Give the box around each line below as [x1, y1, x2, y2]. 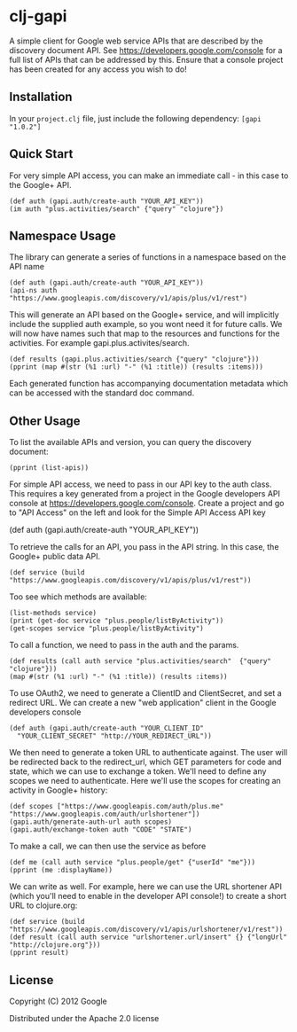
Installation [9, 90, 73, 105]
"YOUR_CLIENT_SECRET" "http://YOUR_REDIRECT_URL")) [17, 731, 213, 741]
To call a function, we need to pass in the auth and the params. [9, 640, 239, 651]
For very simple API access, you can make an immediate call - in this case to [9, 170, 289, 181]
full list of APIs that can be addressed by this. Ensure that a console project [9, 54, 284, 65]
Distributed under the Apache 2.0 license [9, 1013, 160, 1023]
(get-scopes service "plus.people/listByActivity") [9, 624, 204, 633]
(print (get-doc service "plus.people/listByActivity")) [9, 616, 224, 626]
